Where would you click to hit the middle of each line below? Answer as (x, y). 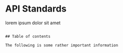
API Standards (36, 9)
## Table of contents (28, 36)
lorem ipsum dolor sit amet (33, 23)
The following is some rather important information (62, 45)
